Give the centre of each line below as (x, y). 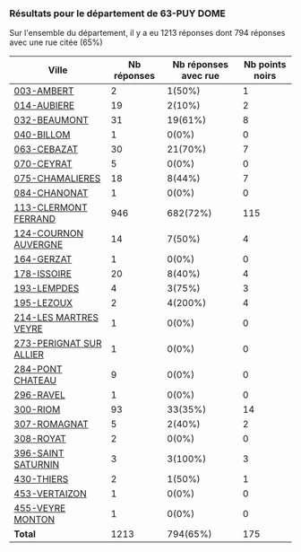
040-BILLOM (42, 135)
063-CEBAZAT (46, 149)
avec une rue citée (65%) (56, 42)
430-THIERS (41, 479)
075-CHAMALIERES (57, 179)
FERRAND (35, 219)
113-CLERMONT (51, 207)
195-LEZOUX (43, 303)
